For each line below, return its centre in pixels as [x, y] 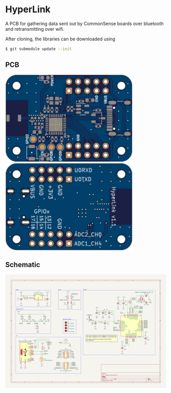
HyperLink [28, 9]
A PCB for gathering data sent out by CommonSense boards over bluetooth [85, 24]
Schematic [23, 265]
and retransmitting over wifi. [35, 29]
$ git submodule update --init [39, 49]
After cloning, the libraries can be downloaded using [60, 39]
